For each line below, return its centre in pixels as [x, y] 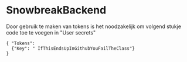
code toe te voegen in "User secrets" [51, 32]
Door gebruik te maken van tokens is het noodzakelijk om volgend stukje [94, 26]
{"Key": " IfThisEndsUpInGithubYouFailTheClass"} [73, 48]
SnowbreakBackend [56, 10]
